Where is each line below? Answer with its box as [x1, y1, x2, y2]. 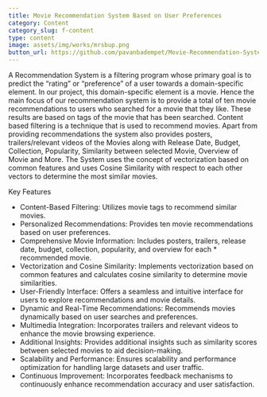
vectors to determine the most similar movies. [8, 172, 158, 181]
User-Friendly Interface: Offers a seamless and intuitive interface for [19, 287, 244, 296]
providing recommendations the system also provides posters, [8, 129, 213, 139]
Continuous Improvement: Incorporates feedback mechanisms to [19, 371, 233, 380]
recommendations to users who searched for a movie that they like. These [8, 104, 252, 114]
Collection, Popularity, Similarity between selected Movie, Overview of [8, 146, 238, 156]
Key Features [8, 187, 52, 196]
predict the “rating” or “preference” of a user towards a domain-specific [8, 79, 244, 88]
